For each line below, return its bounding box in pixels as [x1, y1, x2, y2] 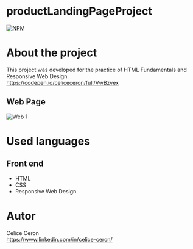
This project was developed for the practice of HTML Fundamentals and [6, 66, 187, 73]
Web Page [6, 96, 46, 107]
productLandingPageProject [6, 4, 152, 18]
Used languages [6, 134, 90, 148]
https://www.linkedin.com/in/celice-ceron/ [6, 236, 113, 243]
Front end [6, 159, 44, 169]
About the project [6, 46, 97, 60]
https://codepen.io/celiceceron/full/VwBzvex [6, 79, 119, 86]
